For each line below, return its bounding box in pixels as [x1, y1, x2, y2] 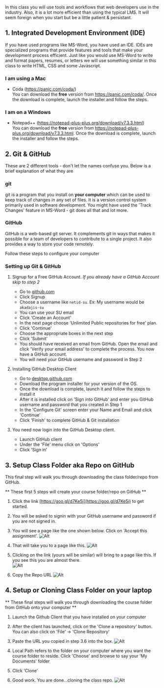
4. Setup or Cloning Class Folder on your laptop [5, 586, 152, 595]
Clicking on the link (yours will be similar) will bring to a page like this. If [12, 552, 157, 558]
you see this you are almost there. [12, 557, 81, 563]
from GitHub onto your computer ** [5, 604, 77, 610]
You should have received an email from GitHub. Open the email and [19, 341, 158, 347]
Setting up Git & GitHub [5, 263, 61, 270]
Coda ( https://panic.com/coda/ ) [12, 86, 77, 92]
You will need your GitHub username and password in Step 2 [19, 357, 142, 362]
